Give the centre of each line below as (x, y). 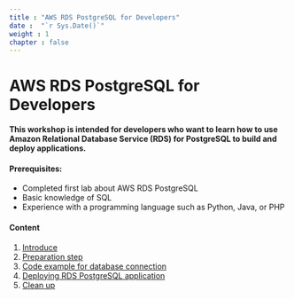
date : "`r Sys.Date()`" (57, 26)
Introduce (39, 247)
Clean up (39, 285)
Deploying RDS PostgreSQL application (93, 275)
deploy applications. (48, 148)
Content (24, 227)
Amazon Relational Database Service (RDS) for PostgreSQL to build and (143, 139)
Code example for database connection (94, 266)
